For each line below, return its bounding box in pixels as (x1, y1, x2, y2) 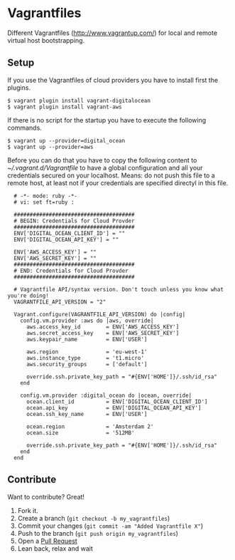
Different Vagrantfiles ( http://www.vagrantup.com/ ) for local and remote (7, 28, 218, 37)
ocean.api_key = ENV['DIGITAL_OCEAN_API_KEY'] (26, 404, 202, 411)
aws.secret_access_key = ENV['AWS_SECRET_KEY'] (26, 329, 180, 336)
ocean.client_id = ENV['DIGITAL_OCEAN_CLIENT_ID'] (26, 398, 208, 405)
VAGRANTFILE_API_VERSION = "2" (13, 298, 106, 306)
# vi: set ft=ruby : (13, 198, 75, 206)
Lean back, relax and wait (17, 544, 94, 553)
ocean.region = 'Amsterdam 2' (26, 422, 154, 430)
